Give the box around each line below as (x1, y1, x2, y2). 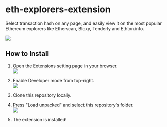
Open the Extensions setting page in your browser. (12, 63, 118, 69)
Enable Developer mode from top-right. (12, 77, 95, 83)
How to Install (5, 49, 49, 58)
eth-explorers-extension (5, 4, 111, 15)
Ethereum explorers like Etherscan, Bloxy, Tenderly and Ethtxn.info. (5, 25, 145, 31)
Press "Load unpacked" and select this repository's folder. (12, 102, 134, 108)
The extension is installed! (12, 116, 67, 122)
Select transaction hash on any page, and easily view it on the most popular (5, 20, 162, 26)
